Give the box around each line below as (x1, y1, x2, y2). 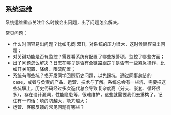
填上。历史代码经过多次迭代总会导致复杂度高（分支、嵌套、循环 (21, 85, 156, 91)
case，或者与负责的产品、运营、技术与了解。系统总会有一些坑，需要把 (12, 79, 162, 85)
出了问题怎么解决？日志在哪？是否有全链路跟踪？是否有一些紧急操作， (12, 60, 161, 66)
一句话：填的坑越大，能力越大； (21, 98, 89, 104)
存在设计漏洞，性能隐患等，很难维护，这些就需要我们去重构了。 (23, 91, 158, 97)
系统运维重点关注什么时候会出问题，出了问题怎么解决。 (5, 19, 121, 25)
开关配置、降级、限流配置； (17, 66, 76, 72)
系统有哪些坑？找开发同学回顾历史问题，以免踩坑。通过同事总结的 (12, 72, 152, 79)
